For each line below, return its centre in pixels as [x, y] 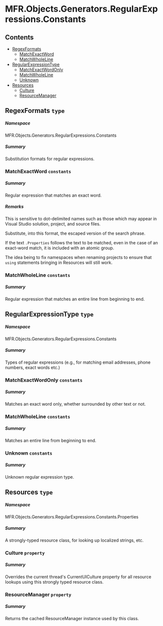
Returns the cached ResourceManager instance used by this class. [72, 619]
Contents [19, 37]
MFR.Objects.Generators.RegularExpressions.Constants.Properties [72, 517]
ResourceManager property [38, 595]
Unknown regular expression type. [40, 477]
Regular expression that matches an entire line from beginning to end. [75, 299]
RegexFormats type [35, 111]
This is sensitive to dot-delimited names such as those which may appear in [81, 219]
